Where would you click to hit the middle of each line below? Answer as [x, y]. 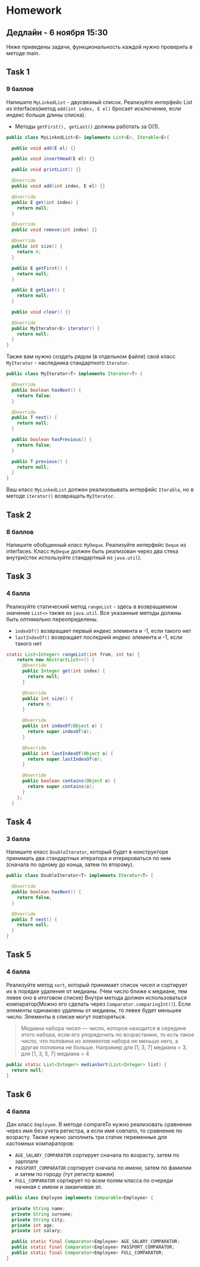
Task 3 [19, 576]
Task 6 [19, 1094]
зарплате [27, 1161]
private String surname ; [42, 1214]
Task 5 [19, 955]
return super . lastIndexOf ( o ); [65, 759]
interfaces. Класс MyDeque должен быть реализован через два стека [93, 551]
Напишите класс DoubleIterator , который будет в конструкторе [87, 852]
